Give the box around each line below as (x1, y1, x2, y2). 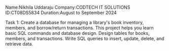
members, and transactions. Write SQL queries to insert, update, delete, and (5, 35, 164, 41)
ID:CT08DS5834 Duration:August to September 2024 (5, 10, 117, 16)
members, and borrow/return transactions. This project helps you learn (5, 25, 154, 31)
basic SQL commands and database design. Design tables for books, (5, 30, 150, 36)
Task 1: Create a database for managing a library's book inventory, (5, 20, 144, 25)
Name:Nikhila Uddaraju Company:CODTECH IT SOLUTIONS (5, 5, 130, 10)
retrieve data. (5, 41, 33, 47)
